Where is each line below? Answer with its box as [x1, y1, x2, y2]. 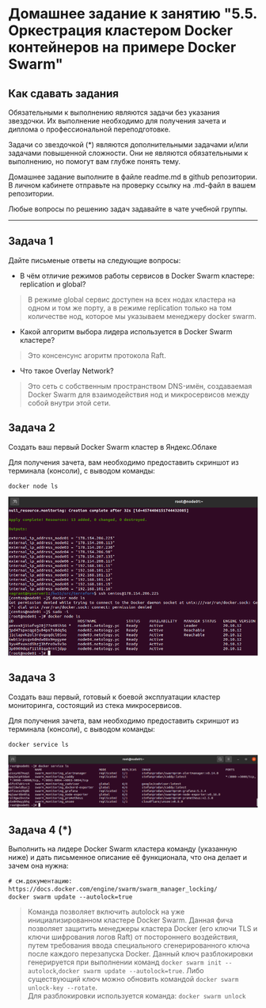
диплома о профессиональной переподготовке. [8, 124, 171, 134]
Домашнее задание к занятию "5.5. [8, 5, 257, 23]
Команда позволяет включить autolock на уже [27, 907, 185, 916]
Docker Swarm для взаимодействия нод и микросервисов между [27, 390, 250, 399]
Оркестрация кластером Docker [8, 21, 234, 40]
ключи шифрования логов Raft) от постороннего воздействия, [27, 932, 239, 941]
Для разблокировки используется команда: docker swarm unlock [27, 991, 247, 1000]
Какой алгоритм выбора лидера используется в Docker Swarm [19, 326, 233, 337]
